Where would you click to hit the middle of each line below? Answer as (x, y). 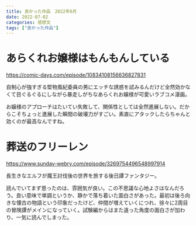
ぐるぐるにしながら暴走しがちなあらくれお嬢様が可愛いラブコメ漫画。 (106, 95)
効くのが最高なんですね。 (37, 121)
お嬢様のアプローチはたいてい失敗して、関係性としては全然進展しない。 (93, 107)
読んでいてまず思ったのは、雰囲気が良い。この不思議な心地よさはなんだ (93, 188)
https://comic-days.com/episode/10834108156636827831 (76, 75)
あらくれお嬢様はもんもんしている (88, 58)
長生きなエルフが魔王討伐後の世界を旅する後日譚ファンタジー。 (83, 176)
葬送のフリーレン (47, 147)
